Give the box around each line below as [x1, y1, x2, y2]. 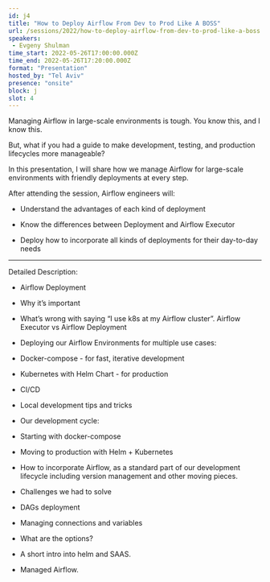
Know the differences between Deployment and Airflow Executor [19, 220, 235, 229]
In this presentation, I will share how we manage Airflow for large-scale [8, 164, 243, 174]
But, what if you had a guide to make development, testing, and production [8, 140, 256, 150]
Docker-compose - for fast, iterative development [19, 353, 185, 363]
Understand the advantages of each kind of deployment [19, 204, 207, 214]
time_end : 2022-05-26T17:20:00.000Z [8, 57, 131, 65]
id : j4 [8, 11, 31, 20]
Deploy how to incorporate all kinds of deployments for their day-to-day [19, 235, 259, 246]
